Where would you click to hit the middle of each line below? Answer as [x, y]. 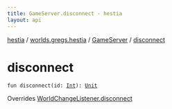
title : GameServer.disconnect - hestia [65, 13]
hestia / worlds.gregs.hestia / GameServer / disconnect [86, 39]
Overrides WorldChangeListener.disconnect [70, 99]
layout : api [24, 20]
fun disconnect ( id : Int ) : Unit [52, 86]
